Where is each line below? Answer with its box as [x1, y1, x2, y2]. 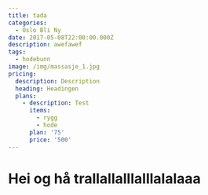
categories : [8, 19, 47, 27]
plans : [15, 92, 37, 100]
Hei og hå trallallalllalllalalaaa [8, 170, 202, 187]
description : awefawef [8, 41, 82, 49]
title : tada [8, 11, 47, 20]
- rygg [36, 114, 58, 122]
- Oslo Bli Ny [15, 26, 61, 34]
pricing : [8, 70, 37, 78]
